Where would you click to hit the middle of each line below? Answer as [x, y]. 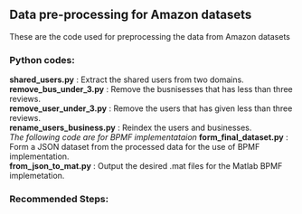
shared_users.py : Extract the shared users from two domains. [127, 79]
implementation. [39, 156]
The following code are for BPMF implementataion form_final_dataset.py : [149, 137]
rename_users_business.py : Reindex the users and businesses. [131, 128]
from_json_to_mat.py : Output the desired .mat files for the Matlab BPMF [146, 166]
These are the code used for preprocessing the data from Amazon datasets [150, 36]
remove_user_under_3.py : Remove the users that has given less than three [151, 108]
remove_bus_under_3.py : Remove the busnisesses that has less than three [151, 89]
